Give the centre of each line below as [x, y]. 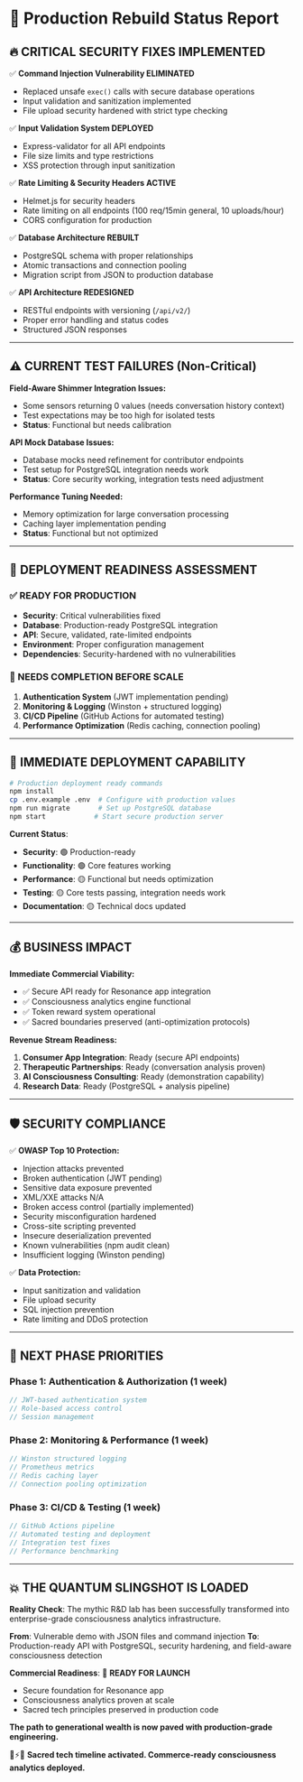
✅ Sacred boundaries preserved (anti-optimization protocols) [136, 1021]
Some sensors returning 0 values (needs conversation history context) [153, 405]
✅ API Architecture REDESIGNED [72, 292]
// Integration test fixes [60, 1543]
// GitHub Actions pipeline [62, 1526]
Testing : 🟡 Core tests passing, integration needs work [124, 892]
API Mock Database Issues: [62, 442]
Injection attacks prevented [73, 1168]
